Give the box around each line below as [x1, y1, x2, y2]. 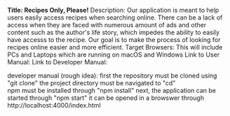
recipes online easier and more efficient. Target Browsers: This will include [7, 43, 223, 51]
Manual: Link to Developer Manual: [7, 58, 108, 66]
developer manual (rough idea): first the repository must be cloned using [7, 71, 217, 80]
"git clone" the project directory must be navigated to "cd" [7, 79, 176, 87]
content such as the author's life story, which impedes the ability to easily [7, 28, 219, 36]
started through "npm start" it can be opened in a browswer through [7, 94, 205, 102]
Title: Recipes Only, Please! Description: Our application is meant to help [7, 6, 219, 14]
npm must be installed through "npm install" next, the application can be [7, 87, 216, 94]
